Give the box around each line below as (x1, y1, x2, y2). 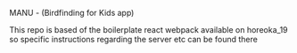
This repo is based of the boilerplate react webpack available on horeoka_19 (9, 25, 288, 34)
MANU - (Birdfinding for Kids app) (9, 8, 135, 18)
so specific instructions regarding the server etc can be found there (9, 34, 259, 44)
